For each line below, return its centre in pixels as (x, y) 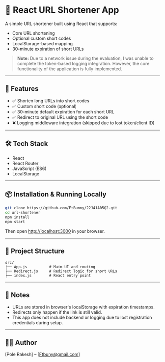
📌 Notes (17, 295)
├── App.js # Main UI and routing (50, 267)
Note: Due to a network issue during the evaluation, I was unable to (85, 58)
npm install (17, 217)
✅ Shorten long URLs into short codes (51, 101)
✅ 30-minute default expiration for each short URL (63, 111)
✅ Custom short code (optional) (44, 106)
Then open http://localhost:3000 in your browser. (55, 231)
